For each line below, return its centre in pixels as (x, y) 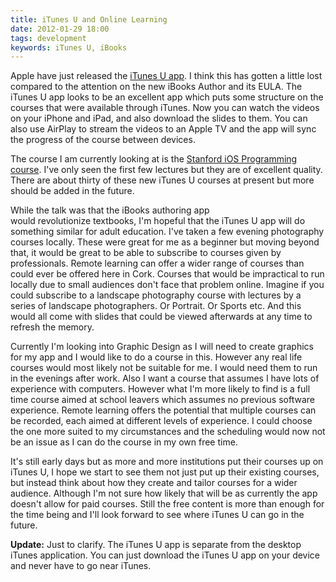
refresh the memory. (52, 327)
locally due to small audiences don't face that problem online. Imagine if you (167, 285)
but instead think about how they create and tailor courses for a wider (154, 483)
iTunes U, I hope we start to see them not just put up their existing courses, (165, 472)
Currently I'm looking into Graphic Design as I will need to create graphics (162, 347)
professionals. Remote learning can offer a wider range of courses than (157, 263)
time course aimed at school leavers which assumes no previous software (162, 400)
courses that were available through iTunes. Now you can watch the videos (165, 108)
